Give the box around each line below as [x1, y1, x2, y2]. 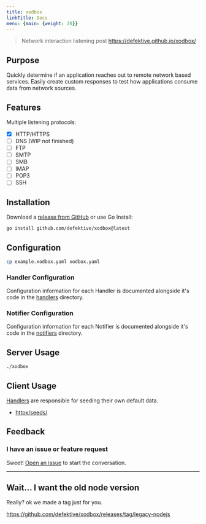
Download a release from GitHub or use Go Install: [6, 213, 133, 221]
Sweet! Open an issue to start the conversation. [6, 459, 127, 466]
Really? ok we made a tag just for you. [6, 499, 102, 506]
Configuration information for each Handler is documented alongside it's [6, 287, 189, 295]
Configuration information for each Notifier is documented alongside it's [6, 323, 188, 330]
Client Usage [6, 380, 57, 391]
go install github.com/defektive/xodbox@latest [6, 225, 131, 232]
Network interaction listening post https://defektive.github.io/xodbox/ [21, 37, 196, 45]
